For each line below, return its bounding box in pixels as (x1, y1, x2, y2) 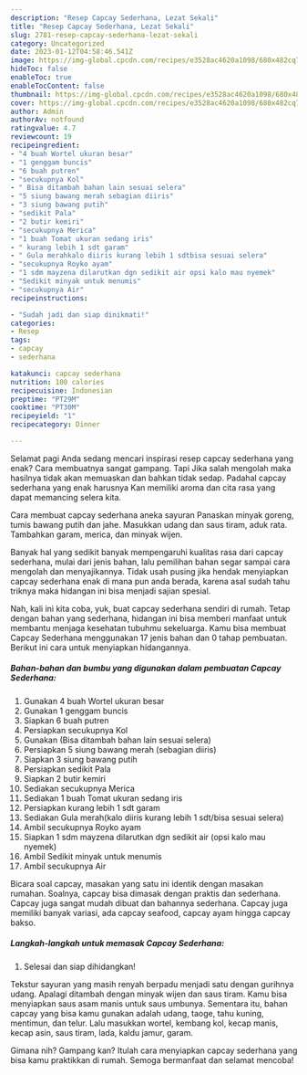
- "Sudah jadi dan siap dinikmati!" (10, 310, 149, 320)
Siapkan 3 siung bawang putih (23, 754, 138, 764)
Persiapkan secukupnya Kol (23, 724, 128, 735)
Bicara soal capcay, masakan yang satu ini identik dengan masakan (10, 878, 263, 889)
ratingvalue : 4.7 (10, 124, 77, 133)
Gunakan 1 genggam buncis (23, 705, 128, 716)
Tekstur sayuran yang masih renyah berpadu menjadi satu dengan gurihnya (10, 978, 294, 989)
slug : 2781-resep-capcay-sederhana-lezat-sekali (10, 30, 199, 39)
